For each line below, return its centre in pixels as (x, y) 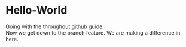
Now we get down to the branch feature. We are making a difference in (93, 32)
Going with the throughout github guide (54, 26)
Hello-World (36, 10)
